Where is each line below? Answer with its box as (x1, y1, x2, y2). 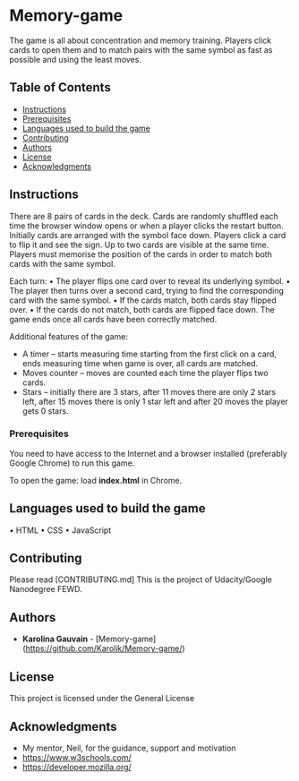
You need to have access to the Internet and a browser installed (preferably (9, 448, 288, 459)
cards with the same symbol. (9, 258, 116, 269)
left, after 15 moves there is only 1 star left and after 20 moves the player (21, 396, 289, 407)
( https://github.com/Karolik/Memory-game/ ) (21, 643, 185, 654)
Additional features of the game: (9, 330, 128, 341)
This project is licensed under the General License (9, 693, 195, 704)
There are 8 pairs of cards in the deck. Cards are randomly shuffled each (9, 210, 279, 221)
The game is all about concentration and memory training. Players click (9, 35, 271, 46)
